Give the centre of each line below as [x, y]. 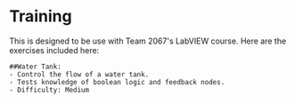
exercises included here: [54, 50]
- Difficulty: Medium [49, 90]
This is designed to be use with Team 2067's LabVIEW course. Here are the [148, 41]
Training [41, 16]
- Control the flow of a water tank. [79, 74]
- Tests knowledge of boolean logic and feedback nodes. [117, 82]
